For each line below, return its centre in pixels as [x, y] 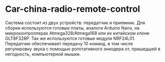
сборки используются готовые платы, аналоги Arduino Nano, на [72, 28]
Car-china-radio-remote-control [73, 9]
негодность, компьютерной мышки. [43, 54]
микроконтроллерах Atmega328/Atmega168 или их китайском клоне [77, 33]
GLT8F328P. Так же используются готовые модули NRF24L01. [70, 38]
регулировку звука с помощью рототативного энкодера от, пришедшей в [83, 49]
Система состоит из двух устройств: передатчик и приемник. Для [75, 23]
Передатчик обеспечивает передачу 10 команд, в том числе [69, 43]
